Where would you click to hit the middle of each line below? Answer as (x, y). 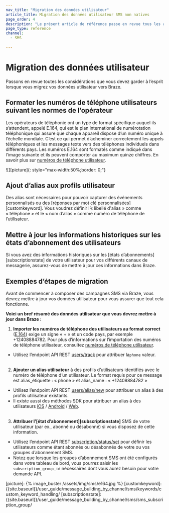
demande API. (27, 474)
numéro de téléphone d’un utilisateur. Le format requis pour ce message (88, 375)
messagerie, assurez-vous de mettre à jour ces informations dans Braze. (81, 266)
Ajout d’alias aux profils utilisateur (60, 185)
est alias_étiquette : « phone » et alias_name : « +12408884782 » (80, 380)
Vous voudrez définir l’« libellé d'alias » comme (93, 208)
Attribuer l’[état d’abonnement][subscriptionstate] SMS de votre (81, 421)
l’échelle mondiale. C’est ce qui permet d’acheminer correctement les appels (85, 138)
